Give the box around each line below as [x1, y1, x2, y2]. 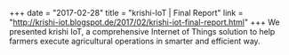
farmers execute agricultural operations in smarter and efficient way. [9, 35, 261, 46]
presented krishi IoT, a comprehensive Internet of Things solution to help [9, 27, 276, 36]
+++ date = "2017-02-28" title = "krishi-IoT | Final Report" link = [9, 8, 244, 18]
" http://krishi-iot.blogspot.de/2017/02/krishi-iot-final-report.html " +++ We [9, 17, 280, 27]
